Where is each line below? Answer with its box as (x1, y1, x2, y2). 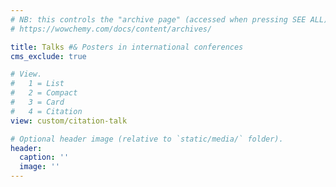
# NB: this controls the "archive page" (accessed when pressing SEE (10, 14, 307, 25)
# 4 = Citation (10, 106, 83, 116)
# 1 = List (10, 79, 65, 89)
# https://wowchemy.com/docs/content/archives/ (10, 24, 213, 34)
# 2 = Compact (10, 88, 78, 98)
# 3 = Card (10, 97, 65, 107)
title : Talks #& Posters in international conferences (10, 42, 244, 52)
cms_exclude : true (10, 51, 87, 61)
